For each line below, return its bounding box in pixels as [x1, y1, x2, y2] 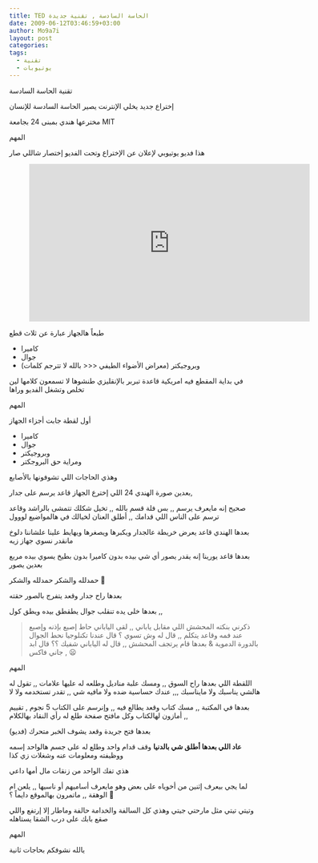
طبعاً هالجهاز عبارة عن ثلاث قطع [9, 327, 105, 337]
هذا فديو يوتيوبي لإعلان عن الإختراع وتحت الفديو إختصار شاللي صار [9, 147, 205, 157]
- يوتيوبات [16, 64, 53, 72]
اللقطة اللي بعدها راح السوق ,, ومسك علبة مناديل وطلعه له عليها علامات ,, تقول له [9, 678, 252, 688]
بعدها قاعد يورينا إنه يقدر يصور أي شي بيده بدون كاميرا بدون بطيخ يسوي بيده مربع [9, 551, 251, 560]
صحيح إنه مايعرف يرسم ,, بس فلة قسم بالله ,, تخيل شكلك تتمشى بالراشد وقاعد [9, 503, 247, 512]
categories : [9, 42, 49, 50]
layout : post [9, 34, 53, 42]
